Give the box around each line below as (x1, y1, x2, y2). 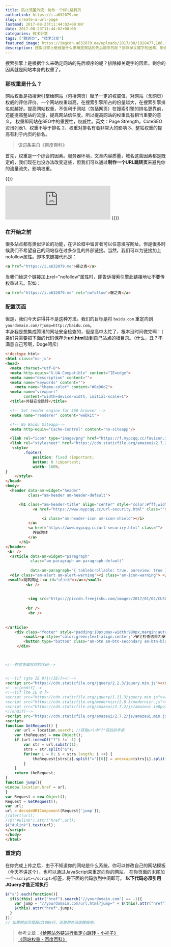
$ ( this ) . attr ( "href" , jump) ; (14, 906, 74, 911)
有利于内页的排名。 (9, 131, 50, 137)
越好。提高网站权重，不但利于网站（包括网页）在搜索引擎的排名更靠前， (14, 105, 166, 112)
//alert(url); (5, 813, 36, 818)
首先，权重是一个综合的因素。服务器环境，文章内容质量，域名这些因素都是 (5, 152, 161, 158)
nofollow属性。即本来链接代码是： (5, 254, 77, 260)
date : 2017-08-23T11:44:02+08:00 (5, 26, 76, 32)
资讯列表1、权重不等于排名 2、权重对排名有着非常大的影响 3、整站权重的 (5, 124, 158, 130)
